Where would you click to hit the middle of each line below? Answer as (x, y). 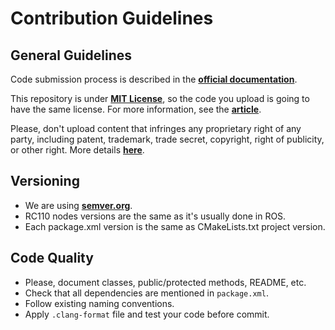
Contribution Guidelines (112, 18)
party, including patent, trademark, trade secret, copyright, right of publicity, (167, 139)
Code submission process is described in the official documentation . (154, 79)
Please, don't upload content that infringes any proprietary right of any (156, 128)
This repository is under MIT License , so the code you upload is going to (160, 98)
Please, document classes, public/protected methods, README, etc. (165, 282)
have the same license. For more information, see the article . (136, 109)
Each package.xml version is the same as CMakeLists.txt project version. (175, 226)
